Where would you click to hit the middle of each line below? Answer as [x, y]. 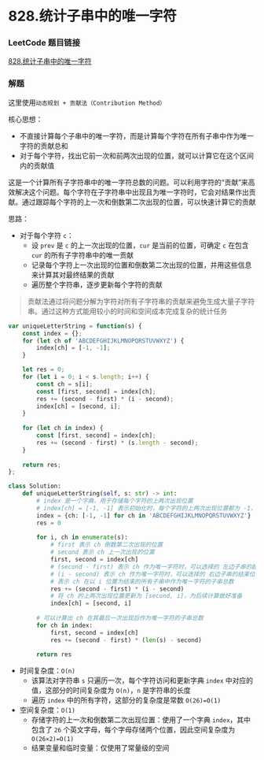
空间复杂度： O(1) [48, 710]
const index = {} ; [52, 333]
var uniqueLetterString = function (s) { [75, 326]
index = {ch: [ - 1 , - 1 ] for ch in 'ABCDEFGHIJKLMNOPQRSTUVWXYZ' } [144, 515]
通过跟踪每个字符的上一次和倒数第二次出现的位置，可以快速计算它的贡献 [139, 202]
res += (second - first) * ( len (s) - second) [126, 640]
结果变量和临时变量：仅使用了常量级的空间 [100, 748]
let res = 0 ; [44, 370]
